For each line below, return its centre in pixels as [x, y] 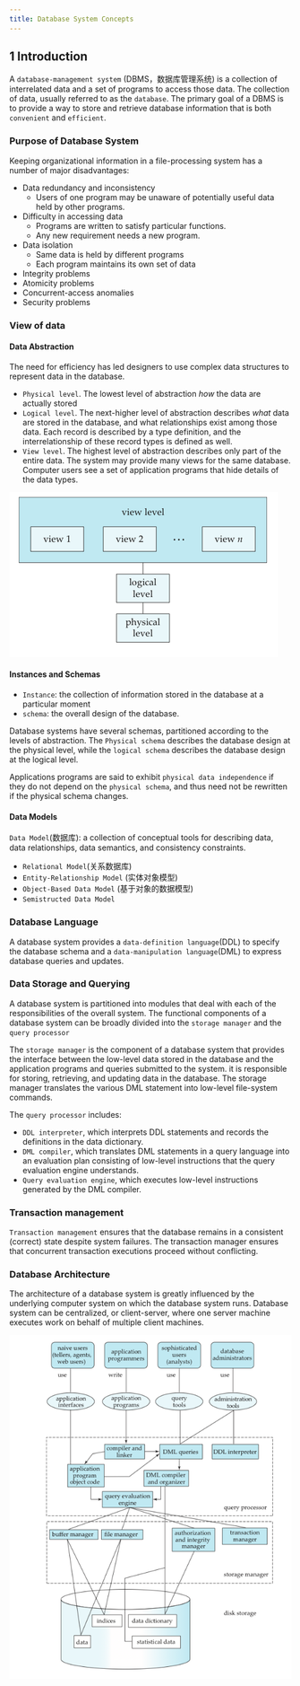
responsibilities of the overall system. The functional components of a [138, 1013]
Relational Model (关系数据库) [77, 866]
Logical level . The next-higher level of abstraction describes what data [155, 412]
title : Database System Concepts [72, 19]
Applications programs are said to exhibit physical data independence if [142, 777]
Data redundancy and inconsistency [89, 188]
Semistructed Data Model [69, 900]
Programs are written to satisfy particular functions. [131, 225]
